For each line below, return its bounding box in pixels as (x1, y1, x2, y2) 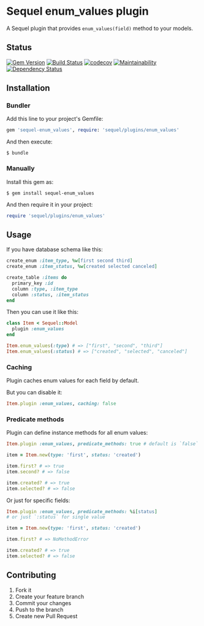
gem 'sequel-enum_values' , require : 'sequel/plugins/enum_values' (6, 127, 179, 133)
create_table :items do (6, 275, 67, 281)
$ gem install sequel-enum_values (6, 190, 95, 196)
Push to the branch (15, 606, 64, 613)
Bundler (6, 101, 31, 110)
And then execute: (6, 138, 53, 145)
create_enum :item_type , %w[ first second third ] (6, 258, 133, 264)
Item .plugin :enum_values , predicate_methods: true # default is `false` (6, 441, 199, 447)
